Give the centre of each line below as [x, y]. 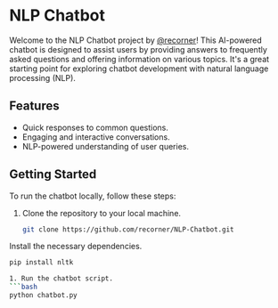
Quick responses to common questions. [95, 127]
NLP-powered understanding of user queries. [106, 146]
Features [34, 106]
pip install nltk [41, 263]
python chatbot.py [43, 296]
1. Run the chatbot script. [61, 279]
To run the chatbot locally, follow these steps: [93, 196]
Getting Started [53, 174]
